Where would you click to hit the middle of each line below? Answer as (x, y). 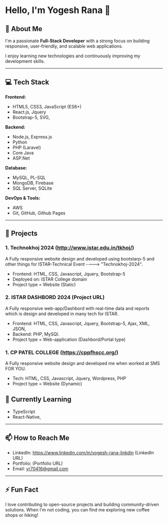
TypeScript (24, 412)
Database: (16, 168)
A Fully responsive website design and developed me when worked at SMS (82, 363)
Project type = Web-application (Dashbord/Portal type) (69, 339)
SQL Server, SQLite (32, 188)
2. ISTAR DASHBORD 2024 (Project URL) (55, 297)
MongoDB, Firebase (33, 183)
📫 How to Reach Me (37, 438)
